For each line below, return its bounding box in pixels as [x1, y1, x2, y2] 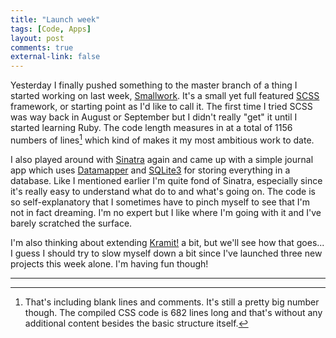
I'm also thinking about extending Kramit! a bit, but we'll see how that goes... [10, 236, 325, 248]
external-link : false [10, 52, 101, 62]
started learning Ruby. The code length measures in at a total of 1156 [10, 122, 293, 134]
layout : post [10, 33, 65, 43]
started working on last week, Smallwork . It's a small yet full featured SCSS [10, 90, 320, 102]
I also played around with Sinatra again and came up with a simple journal [10, 153, 314, 165]
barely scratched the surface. [10, 217, 133, 229]
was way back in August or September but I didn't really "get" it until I [10, 111, 298, 123]
